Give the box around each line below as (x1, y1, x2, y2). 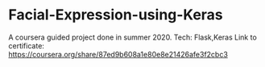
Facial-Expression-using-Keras (8, 6, 223, 24)
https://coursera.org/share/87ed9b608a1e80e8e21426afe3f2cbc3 (8, 49, 228, 59)
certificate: (8, 40, 44, 50)
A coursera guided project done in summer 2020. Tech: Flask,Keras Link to (8, 32, 258, 42)
